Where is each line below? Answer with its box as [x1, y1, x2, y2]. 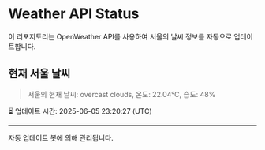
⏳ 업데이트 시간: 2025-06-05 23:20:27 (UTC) [8, 106, 152, 115]
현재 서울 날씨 [8, 67, 71, 81]
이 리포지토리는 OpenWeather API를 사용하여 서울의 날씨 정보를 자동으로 [8, 32, 233, 41]
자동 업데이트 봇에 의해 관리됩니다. [8, 133, 114, 142]
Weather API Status [8, 5, 140, 23]
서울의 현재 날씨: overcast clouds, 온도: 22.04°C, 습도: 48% [27, 89, 216, 99]
